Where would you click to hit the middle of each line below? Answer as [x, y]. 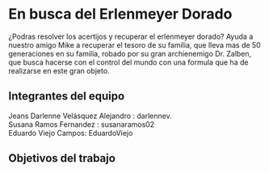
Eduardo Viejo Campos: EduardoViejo [71, 133]
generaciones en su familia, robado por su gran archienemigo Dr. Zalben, [130, 53]
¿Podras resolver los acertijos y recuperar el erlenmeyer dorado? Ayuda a [131, 36]
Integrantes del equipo [67, 97]
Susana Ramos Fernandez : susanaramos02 [82, 124]
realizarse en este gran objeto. [59, 70]
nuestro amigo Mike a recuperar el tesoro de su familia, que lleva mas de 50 [134, 44]
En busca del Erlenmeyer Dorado [120, 14]
